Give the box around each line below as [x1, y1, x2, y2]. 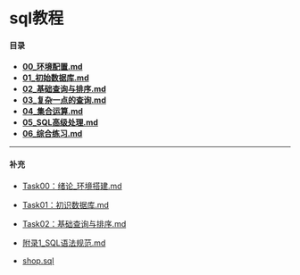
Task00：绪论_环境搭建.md [21, 180, 122, 191]
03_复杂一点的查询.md [21, 95, 107, 105]
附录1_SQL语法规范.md [21, 237, 106, 248]
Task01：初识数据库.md [21, 199, 110, 210]
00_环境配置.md [21, 62, 83, 72]
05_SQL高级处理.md [21, 117, 98, 128]
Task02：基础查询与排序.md [21, 218, 127, 229]
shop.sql [21, 255, 54, 266]
